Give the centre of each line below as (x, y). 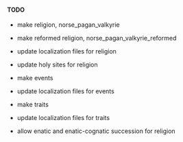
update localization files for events (65, 91)
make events (35, 78)
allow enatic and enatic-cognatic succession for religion (96, 131)
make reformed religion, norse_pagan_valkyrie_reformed (97, 38)
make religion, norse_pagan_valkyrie (68, 25)
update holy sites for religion (57, 64)
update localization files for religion (66, 51)
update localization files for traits (63, 118)
